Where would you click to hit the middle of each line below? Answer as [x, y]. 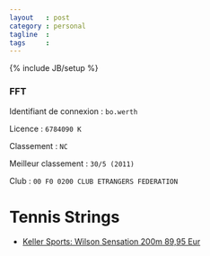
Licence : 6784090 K [46, 128]
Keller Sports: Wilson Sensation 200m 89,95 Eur [111, 242]
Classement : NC [39, 146]
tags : [30, 43]
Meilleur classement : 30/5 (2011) [72, 163]
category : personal [48, 26]
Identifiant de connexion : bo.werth [74, 111]
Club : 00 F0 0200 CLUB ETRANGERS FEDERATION [94, 181]
